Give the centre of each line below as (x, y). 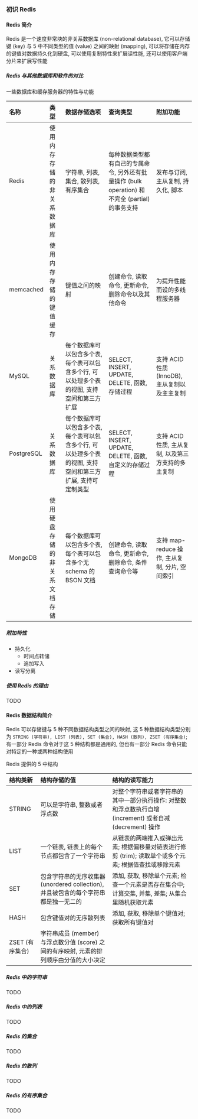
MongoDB (23, 558)
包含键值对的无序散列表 (73, 918)
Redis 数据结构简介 (29, 715)
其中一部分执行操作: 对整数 (149, 800)
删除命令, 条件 (128, 563)
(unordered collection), (72, 884)
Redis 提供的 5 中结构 (32, 764)
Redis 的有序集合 (27, 1095)
